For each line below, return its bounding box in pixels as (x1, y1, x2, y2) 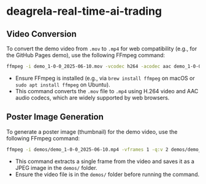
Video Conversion (6, 29, 77, 39)
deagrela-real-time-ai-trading (6, 4, 162, 18)
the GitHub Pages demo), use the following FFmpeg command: (6, 52, 166, 59)
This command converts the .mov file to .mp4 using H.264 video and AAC (15, 87, 199, 94)
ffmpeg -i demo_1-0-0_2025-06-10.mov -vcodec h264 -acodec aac (6, 63, 172, 69)
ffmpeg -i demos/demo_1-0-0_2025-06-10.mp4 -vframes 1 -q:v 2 (6, 146, 169, 153)
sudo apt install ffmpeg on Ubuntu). (15, 81, 110, 88)
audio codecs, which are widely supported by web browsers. (15, 94, 170, 101)
